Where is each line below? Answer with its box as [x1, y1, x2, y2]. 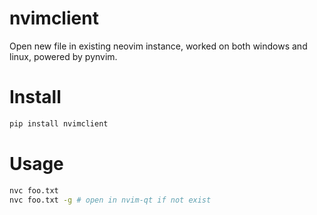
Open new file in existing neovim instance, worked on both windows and [9, 40, 308, 52]
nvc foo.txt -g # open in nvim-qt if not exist [9, 195, 212, 205]
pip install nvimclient [9, 118, 109, 129]
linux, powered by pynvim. [9, 50, 118, 62]
